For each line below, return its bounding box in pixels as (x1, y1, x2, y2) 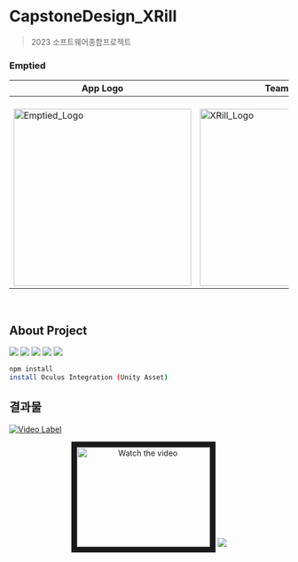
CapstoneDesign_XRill (9, 6, 177, 27)
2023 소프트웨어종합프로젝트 (30, 36, 131, 47)
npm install (9, 365, 53, 374)
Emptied (9, 59, 46, 72)
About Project (9, 323, 88, 338)
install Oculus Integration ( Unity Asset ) (9, 372, 169, 382)
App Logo (81, 82, 124, 95)
